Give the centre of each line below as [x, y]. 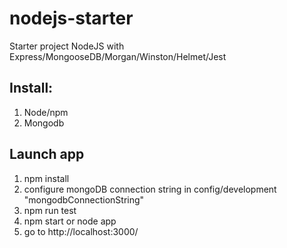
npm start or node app [70, 221]
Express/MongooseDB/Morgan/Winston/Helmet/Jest [118, 56]
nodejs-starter [71, 18]
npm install [46, 178]
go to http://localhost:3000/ [81, 231]
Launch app [47, 154]
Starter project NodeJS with [67, 46]
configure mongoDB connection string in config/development [150, 189]
